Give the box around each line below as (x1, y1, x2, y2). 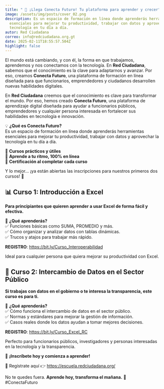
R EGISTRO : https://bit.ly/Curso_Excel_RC (5, 329, 88, 335)
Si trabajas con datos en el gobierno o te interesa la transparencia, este (5, 288, 152, 294)
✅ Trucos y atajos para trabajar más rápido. (5, 234, 93, 240)
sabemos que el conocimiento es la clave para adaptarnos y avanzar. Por (5, 67, 152, 73)
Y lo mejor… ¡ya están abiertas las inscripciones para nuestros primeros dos (5, 168, 158, 174)
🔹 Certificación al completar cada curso (5, 159, 88, 164)
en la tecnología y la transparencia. (5, 343, 76, 350)
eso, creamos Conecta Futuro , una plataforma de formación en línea (5, 72, 143, 78)
